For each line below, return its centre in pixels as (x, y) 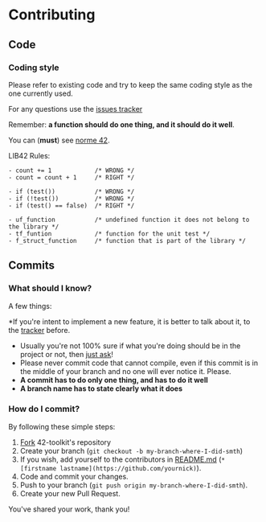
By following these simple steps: (62, 426)
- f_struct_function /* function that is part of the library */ (127, 240)
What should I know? (50, 289)
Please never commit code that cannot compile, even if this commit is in (139, 363)
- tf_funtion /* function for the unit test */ (109, 234)
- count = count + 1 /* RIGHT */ (72, 177)
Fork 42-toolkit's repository (65, 442)
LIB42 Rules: (29, 155)
